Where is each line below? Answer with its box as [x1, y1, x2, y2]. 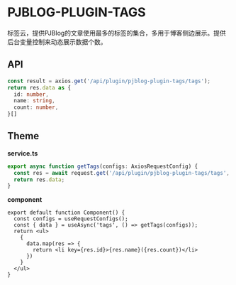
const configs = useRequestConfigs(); [13, 215, 129, 222]
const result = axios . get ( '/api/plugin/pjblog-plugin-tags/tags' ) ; [7, 77, 211, 85]
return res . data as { [7, 84, 72, 91]
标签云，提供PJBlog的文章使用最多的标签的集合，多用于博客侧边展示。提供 [7, 28, 227, 37]
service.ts [7, 149, 38, 157]
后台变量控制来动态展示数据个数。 [7, 37, 107, 46]
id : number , [13, 90, 50, 98]
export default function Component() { [7, 209, 125, 217]
